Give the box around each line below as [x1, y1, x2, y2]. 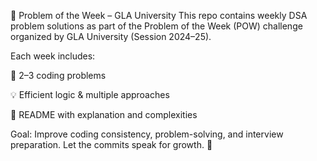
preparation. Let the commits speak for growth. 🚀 [10, 139, 213, 150]
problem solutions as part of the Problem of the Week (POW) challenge [10, 20, 303, 32]
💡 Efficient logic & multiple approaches [10, 89, 170, 100]
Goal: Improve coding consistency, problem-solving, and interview [10, 128, 284, 140]
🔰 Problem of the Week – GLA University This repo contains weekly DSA [10, 10, 308, 21]
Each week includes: [10, 50, 96, 62]
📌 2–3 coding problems [10, 70, 107, 81]
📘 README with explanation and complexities [10, 109, 198, 120]
